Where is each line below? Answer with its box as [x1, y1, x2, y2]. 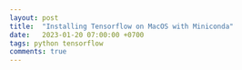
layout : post [9, 13, 59, 23]
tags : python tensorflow [9, 38, 104, 48]
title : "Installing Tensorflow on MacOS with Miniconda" [9, 22, 234, 31]
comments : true [9, 47, 67, 56]
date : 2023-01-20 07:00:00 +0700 [9, 30, 145, 39]
